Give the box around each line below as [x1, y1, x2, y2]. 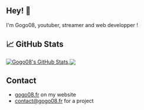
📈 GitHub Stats [6, 39, 64, 49]
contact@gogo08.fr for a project [14, 98, 94, 105]
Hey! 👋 [6, 6, 31, 16]
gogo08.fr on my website [14, 91, 77, 98]
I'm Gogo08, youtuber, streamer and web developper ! [6, 21, 139, 28]
